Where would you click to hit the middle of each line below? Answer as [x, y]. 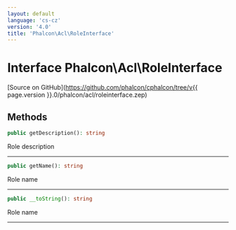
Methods [27, 117]
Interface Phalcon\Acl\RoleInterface [115, 68]
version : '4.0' [29, 27]
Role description [31, 146]
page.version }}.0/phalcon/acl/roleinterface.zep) [77, 95]
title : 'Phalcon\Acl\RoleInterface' [61, 33]
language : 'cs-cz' [34, 20]
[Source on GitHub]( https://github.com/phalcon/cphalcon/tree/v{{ [103, 88]
